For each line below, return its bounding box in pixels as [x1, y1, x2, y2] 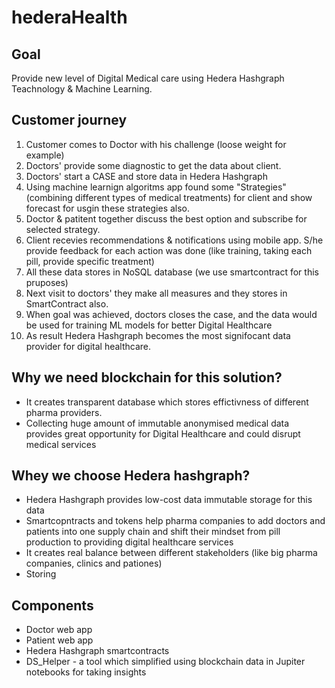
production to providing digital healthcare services [25, 536, 234, 548]
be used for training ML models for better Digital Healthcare [25, 319, 273, 331]
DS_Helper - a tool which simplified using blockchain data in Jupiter [25, 656, 306, 668]
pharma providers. [25, 406, 103, 418]
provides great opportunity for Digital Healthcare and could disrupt [25, 427, 301, 440]
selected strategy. [25, 223, 101, 235]
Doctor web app [25, 624, 93, 636]
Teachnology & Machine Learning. [11, 83, 153, 95]
